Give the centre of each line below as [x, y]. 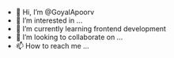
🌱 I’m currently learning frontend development [91, 29]
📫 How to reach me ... [52, 46]
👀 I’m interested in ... [49, 20]
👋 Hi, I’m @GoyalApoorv [55, 12]
